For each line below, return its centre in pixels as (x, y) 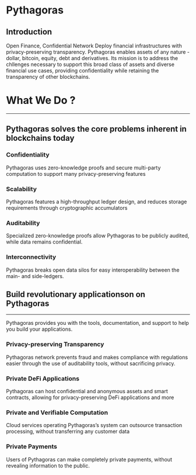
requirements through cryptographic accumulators (67, 207)
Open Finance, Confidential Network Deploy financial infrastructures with (94, 46)
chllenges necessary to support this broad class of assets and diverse (90, 64)
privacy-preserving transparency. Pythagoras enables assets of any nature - (98, 52)
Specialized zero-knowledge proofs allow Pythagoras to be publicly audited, (98, 236)
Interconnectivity (31, 257)
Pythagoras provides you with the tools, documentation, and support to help (98, 323)
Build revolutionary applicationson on (76, 294)
